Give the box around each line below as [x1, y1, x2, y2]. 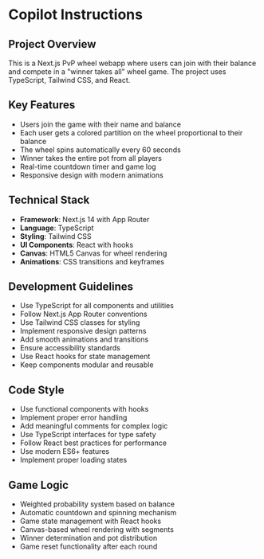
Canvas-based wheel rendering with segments [19, 525, 174, 534]
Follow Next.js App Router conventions [19, 309, 148, 319]
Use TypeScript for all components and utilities [19, 301, 174, 311]
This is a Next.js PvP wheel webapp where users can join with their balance [8, 58, 257, 68]
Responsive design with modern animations [19, 170, 164, 180]
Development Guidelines [8, 280, 134, 294]
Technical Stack [8, 193, 90, 207]
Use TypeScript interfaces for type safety [19, 430, 157, 440]
